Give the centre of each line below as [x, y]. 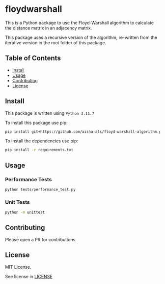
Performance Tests [28, 179]
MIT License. [18, 267]
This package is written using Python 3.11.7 [50, 113]
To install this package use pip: [36, 123]
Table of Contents [33, 58]
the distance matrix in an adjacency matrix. [49, 28]
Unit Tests [18, 202]
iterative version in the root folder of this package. [56, 42]
